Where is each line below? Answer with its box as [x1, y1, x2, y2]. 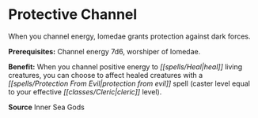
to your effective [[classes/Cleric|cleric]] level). [8, 87, 162, 96]
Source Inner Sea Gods [8, 102, 85, 112]
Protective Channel [8, 6, 138, 24]
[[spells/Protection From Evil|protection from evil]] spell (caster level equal [8, 79, 251, 88]
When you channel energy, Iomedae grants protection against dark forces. [8, 31, 251, 41]
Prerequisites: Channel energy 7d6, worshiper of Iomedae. [8, 46, 201, 56]
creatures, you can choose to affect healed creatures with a [8, 70, 203, 79]
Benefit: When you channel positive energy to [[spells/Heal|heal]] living [8, 61, 243, 72]
